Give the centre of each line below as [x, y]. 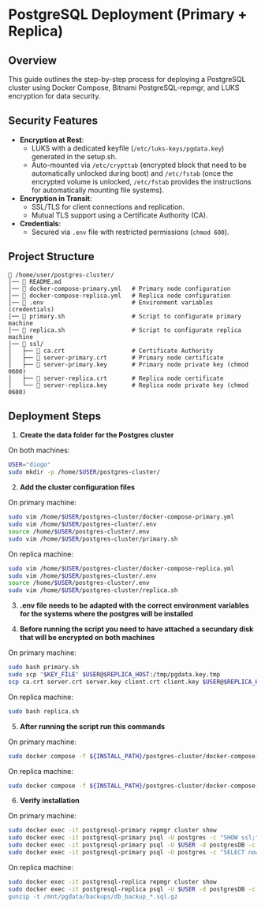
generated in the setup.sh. [74, 156]
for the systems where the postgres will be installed [106, 614]
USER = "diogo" [30, 465]
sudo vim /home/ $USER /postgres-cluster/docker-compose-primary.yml [121, 517]
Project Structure [51, 257]
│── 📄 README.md [35, 281]
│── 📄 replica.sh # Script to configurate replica [125, 330]
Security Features [53, 121]
